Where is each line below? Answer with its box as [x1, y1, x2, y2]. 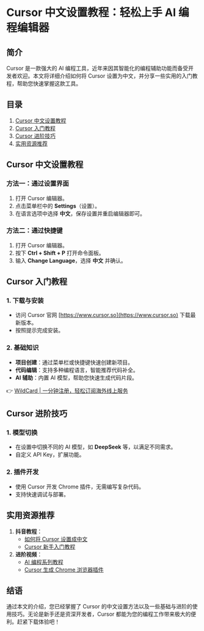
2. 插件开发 [6, 468, 39, 476]
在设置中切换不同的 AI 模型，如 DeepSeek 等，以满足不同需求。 [15, 443, 177, 450]
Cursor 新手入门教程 [24, 543, 76, 550]
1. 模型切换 [6, 428, 38, 437]
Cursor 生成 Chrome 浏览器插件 [24, 566, 104, 573]
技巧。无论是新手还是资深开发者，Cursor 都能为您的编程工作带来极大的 [11, 610, 191, 618]
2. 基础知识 [6, 343, 39, 352]
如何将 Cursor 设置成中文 [24, 535, 88, 542]
